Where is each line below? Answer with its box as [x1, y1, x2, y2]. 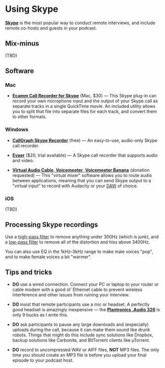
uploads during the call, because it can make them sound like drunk [12, 327, 151, 332]
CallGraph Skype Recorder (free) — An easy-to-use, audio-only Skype [12, 137, 158, 143]
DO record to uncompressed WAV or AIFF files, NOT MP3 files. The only [12, 347, 160, 353]
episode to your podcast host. [12, 357, 74, 363]
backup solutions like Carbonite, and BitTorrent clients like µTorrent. [12, 337, 151, 343]
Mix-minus [5, 40, 40, 48]
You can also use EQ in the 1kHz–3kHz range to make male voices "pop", [5, 248, 153, 254]
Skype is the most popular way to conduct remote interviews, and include [5, 20, 156, 26]
